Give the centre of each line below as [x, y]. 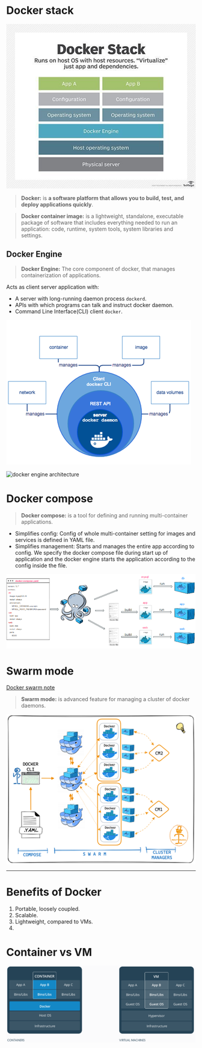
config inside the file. [41, 565]
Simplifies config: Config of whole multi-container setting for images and [105, 533]
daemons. [33, 706]
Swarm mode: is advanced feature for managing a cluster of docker [106, 699]
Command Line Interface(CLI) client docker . [69, 311]
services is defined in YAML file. [55, 540]
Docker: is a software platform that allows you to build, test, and [103, 198]
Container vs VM [49, 952]
